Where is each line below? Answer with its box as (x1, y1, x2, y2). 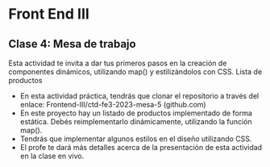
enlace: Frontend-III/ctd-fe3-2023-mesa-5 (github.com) (19, 100, 207, 109)
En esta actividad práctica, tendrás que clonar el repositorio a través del (19, 91, 260, 101)
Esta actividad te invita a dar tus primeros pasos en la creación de (8, 58, 227, 68)
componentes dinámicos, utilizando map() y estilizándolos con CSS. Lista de (8, 67, 263, 77)
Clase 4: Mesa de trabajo (8, 37, 136, 51)
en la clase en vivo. (19, 151, 85, 161)
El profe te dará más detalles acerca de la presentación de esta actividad (19, 143, 263, 152)
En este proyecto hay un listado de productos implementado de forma (19, 108, 252, 118)
